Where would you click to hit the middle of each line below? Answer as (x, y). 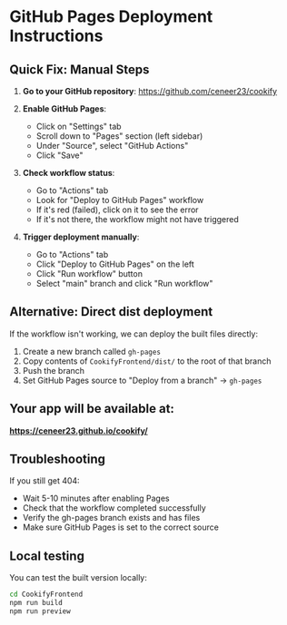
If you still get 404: (45, 481)
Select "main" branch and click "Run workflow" (124, 283)
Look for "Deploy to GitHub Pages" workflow (120, 200)
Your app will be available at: (92, 409)
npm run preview (40, 611)
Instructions (56, 36)
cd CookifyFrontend (46, 595)
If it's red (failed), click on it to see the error (117, 210)
